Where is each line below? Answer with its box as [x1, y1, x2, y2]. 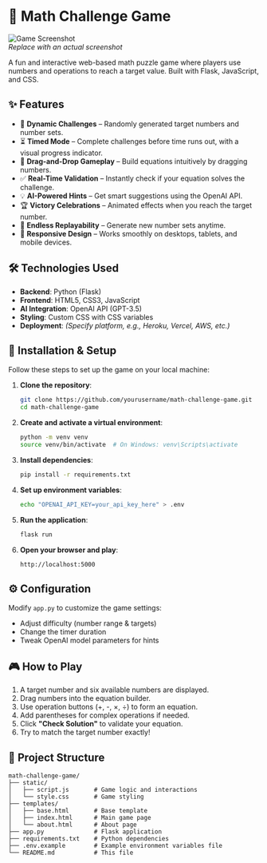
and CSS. [8, 74, 39, 84]
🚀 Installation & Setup [8, 344, 117, 357]
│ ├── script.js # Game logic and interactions [8, 785, 198, 793]
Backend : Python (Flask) [19, 287, 102, 296]
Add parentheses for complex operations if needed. [19, 710, 190, 720]
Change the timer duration [19, 627, 107, 637]
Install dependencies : [19, 455, 93, 464]
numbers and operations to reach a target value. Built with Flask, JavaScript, [8, 66, 259, 75]
